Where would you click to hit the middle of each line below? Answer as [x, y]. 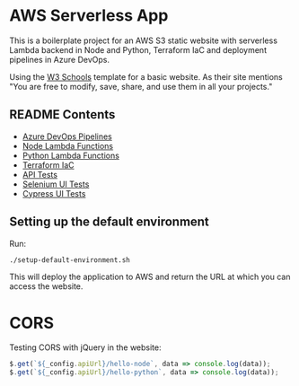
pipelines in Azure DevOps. [60, 59]
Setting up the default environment [109, 222]
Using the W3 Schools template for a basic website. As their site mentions [146, 76]
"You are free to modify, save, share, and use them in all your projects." [141, 86]
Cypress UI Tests [54, 193]
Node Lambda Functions [68, 145]
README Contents [62, 114]
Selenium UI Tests [56, 184]
